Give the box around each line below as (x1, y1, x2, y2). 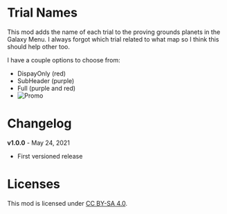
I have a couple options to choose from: (7, 55, 121, 64)
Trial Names (7, 5, 78, 21)
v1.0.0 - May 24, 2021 (7, 139, 71, 147)
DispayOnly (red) (17, 69, 66, 78)
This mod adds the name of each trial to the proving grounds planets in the (7, 28, 221, 36)
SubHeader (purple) (17, 76, 75, 84)
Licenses (7, 177, 61, 192)
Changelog (7, 116, 72, 132)
